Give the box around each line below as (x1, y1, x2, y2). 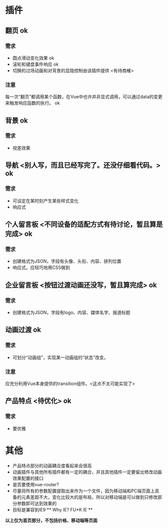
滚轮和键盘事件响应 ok (12, 61, 59, 67)
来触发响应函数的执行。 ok (5, 100, 60, 106)
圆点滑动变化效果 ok (12, 55, 54, 61)
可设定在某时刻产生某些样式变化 (12, 197, 79, 204)
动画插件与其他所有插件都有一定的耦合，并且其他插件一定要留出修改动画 (12, 469, 162, 475)
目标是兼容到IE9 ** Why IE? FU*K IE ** (12, 506, 93, 512)
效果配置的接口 (12, 475, 44, 481)
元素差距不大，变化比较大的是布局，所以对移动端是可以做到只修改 (21, 494, 158, 500)
